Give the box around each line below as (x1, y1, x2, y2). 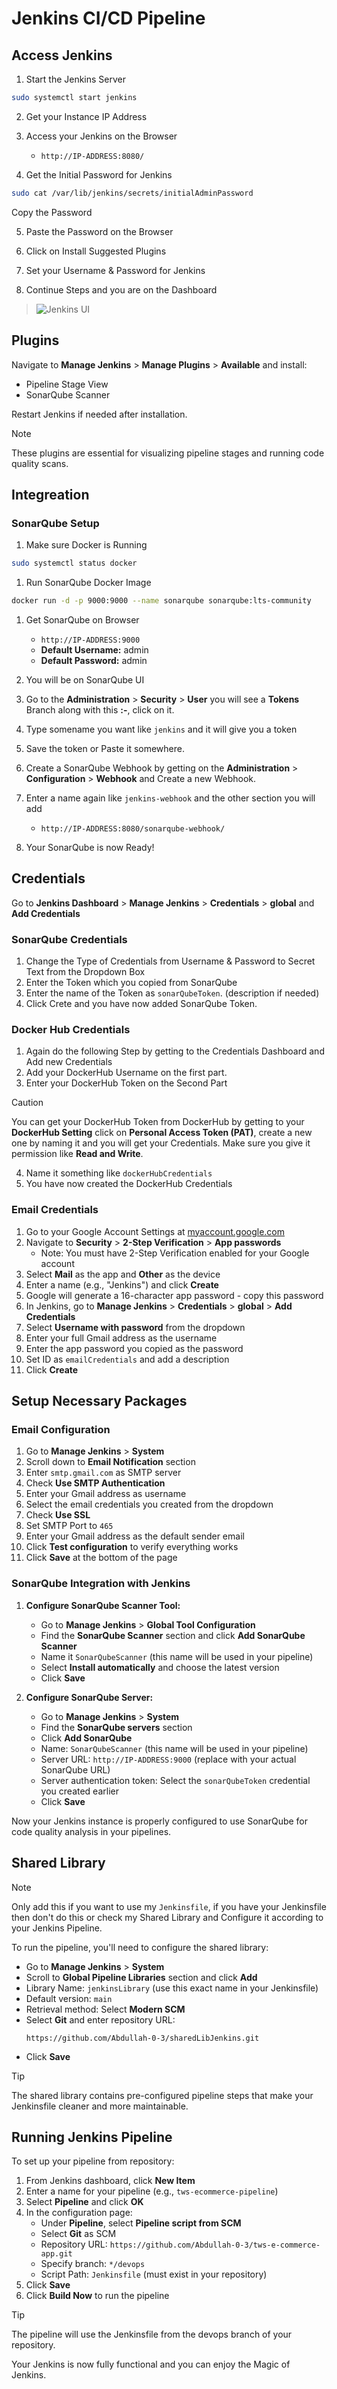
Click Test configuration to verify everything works (25, 1541, 239, 1553)
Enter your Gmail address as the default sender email (25, 1530, 245, 1542)
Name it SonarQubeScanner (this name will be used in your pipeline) (40, 1650, 314, 1662)
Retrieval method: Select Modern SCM (25, 2003, 186, 2015)
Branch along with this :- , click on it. (25, 704, 175, 716)
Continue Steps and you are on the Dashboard (25, 283, 218, 296)
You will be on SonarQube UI (25, 674, 145, 686)
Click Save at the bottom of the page (25, 1552, 178, 1564)
